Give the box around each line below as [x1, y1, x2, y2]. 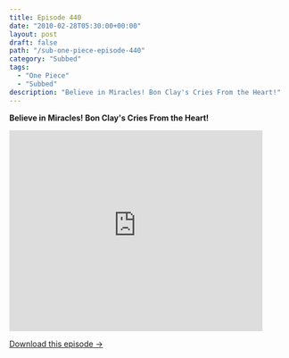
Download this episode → [9, 338, 103, 349]
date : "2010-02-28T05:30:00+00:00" [9, 21, 142, 30]
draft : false [9, 37, 58, 47]
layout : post [9, 29, 58, 38]
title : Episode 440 [9, 12, 82, 22]
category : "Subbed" [9, 54, 82, 63]
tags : [9, 63, 29, 72]
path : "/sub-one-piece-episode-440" [9, 46, 145, 55]
